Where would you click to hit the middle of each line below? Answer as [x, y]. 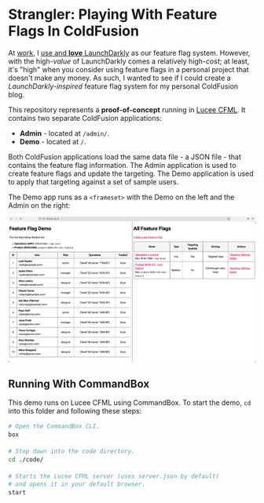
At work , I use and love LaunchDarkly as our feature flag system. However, [129, 53]
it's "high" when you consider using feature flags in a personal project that [128, 69]
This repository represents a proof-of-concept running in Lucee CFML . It [127, 109]
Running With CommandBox [79, 383]
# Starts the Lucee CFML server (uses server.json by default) [114, 476]
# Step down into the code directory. [71, 451]
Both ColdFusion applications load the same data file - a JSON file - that [125, 157]
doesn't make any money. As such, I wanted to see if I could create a [119, 78]
